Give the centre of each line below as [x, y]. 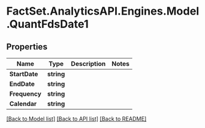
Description [88, 64]
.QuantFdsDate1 [47, 24]
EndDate [22, 84]
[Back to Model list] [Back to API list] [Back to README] [76, 119]
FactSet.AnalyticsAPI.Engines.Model [103, 11]
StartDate [24, 74]
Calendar [23, 104]
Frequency [25, 94]
